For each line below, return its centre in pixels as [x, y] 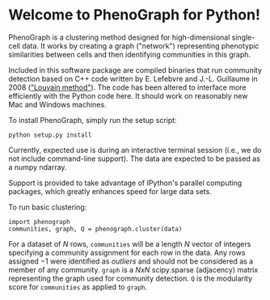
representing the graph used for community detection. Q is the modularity [131, 278]
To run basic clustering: [48, 207]
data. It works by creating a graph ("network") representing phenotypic [140, 45]
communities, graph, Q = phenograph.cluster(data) [95, 229]
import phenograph [39, 222]
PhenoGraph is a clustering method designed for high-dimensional [119, 37]
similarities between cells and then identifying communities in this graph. [130, 54]
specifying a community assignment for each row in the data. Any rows [127, 252]
